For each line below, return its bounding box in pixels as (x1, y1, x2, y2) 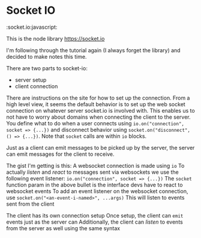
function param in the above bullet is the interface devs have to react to (6, 181, 183, 188)
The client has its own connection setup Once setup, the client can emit (6, 212, 184, 219)
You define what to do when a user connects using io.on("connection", (6, 119, 185, 126)
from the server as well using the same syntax (6, 224, 121, 231)
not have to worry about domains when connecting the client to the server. (6, 113, 191, 120)
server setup (14, 76, 47, 83)
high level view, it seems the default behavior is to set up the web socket (6, 100, 186, 108)
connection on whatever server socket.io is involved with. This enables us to (6, 107, 195, 114)
